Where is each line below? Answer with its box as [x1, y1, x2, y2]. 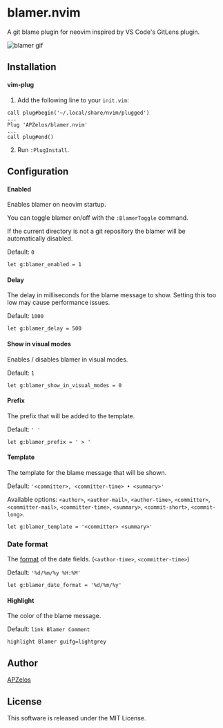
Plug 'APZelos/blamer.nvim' [7, 121, 88, 129]
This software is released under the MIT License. [7, 714, 146, 722]
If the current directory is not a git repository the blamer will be [7, 227, 186, 236]
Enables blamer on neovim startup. [7, 200, 106, 209]
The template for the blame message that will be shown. [7, 468, 167, 476]
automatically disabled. [7, 234, 73, 243]
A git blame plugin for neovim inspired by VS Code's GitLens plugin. [7, 28, 200, 36]
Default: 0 [7, 248, 35, 256]
